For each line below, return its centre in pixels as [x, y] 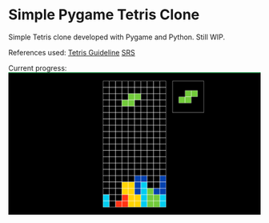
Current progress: [38, 68]
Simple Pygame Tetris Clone [104, 15]
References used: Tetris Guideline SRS [72, 52]
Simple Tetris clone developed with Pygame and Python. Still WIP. [117, 37]
